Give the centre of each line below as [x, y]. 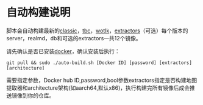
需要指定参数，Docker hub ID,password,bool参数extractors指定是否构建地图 [101, 80]
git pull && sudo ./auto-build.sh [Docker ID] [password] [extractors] [99, 63]
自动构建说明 [39, 13]
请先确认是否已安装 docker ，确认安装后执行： [63, 51]
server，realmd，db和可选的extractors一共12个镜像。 [74, 38]
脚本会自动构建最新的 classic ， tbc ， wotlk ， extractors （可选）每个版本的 [97, 31]
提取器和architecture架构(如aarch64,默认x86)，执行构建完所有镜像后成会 [98, 88]
